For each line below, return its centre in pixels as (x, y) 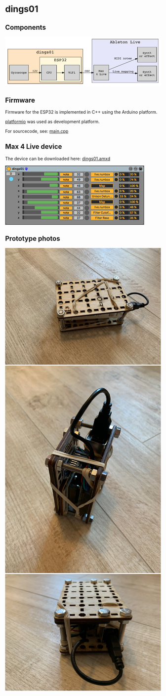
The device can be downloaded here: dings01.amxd (58, 159)
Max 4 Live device (34, 147)
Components (25, 27)
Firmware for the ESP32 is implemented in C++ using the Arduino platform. (81, 112)
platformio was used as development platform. (52, 122)
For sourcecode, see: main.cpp (37, 131)
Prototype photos (33, 239)
